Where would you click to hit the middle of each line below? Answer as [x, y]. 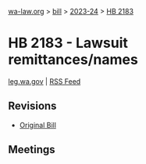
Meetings [32, 149]
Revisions [32, 106]
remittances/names [73, 60]
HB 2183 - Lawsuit [68, 43]
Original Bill [38, 125]
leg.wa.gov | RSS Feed [45, 81]
